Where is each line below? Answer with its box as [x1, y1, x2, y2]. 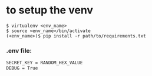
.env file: [6, 46, 32, 54]
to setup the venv [6, 4, 93, 17]
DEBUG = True [6, 65, 38, 71]
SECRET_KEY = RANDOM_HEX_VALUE [6, 60, 83, 66]
